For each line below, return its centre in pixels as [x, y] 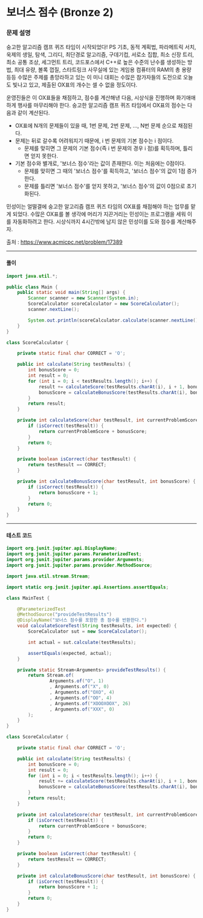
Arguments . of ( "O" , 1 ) [76, 681]
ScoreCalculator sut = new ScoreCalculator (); [88, 632]
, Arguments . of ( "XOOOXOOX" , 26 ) [90, 703]
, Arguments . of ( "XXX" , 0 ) [82, 709]
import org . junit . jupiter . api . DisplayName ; [62, 549]
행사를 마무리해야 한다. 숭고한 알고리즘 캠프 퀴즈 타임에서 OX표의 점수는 [101, 105]
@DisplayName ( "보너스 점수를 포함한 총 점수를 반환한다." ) [82, 620]
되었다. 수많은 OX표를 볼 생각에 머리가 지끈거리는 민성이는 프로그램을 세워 [99, 214]
